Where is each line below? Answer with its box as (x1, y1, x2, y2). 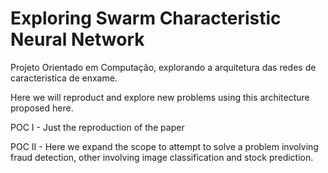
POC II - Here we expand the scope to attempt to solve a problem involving (10, 140, 319, 152)
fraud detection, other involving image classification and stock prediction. (10, 151, 314, 163)
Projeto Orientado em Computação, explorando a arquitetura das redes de (10, 61, 317, 73)
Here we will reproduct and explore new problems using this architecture (10, 91, 310, 103)
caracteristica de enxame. (10, 72, 118, 84)
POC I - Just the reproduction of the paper (10, 121, 185, 133)
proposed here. (10, 102, 74, 114)
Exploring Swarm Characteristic (10, 7, 282, 30)
